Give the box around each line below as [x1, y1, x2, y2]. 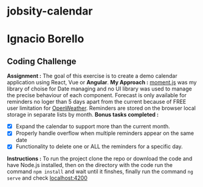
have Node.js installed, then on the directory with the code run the [7, 161, 173, 169]
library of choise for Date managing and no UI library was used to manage [7, 85, 192, 92]
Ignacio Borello [7, 32, 84, 46]
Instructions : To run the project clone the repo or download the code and [7, 155, 193, 162]
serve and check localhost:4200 [7, 174, 88, 182]
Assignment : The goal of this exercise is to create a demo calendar [7, 72, 178, 80]
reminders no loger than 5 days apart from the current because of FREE [7, 98, 187, 106]
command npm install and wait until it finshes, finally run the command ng [7, 168, 193, 175]
